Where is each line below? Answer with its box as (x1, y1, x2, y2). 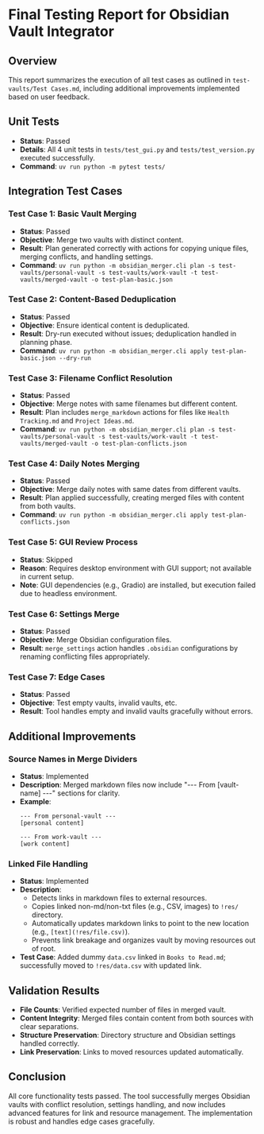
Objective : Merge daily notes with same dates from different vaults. (19, 485, 241, 494)
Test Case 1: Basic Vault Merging (8, 208, 137, 219)
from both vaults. (19, 501, 76, 511)
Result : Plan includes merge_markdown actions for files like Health (19, 408, 230, 417)
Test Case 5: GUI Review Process (8, 536, 139, 548)
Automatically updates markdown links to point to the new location (31, 919, 250, 928)
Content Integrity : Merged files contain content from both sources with (19, 1013, 254, 1023)
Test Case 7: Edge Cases (8, 671, 105, 683)
